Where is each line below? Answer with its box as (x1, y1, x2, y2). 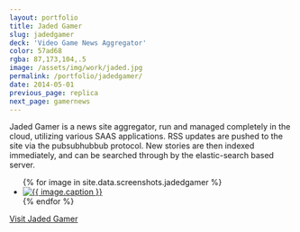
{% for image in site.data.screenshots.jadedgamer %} (22, 177, 223, 188)
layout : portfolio (9, 13, 78, 22)
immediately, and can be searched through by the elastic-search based (9, 150, 275, 161)
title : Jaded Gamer (9, 22, 83, 31)
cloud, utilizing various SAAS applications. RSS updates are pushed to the (9, 131, 284, 142)
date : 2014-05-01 (9, 80, 75, 89)
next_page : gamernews (9, 96, 91, 106)
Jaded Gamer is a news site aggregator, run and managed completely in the (9, 121, 291, 132)
